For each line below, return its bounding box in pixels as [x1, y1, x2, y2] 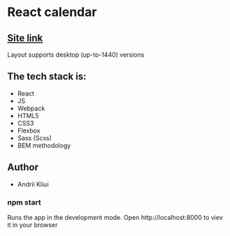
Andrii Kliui [17, 179, 49, 189]
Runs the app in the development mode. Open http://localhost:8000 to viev [7, 213, 224, 221]
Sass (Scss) [17, 133, 52, 142]
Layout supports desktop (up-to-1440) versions [7, 50, 145, 59]
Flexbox [17, 126, 41, 135]
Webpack [17, 104, 45, 112]
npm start [7, 197, 42, 207]
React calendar [7, 4, 97, 20]
